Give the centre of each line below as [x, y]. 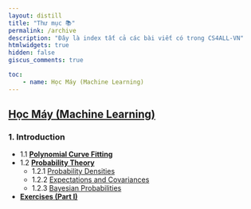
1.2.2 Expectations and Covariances [90, 179]
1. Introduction [37, 136]
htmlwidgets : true [39, 45]
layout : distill [35, 16]
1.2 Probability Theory [57, 163]
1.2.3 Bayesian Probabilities [76, 188]
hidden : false [32, 53]
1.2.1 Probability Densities [73, 172]
